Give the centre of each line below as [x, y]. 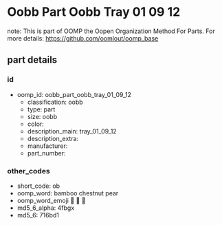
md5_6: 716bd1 [38, 215]
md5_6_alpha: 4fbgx [46, 208]
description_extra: [53, 138]
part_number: [46, 153]
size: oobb [42, 116]
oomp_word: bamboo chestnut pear [68, 193]
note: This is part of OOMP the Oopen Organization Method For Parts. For [111, 31]
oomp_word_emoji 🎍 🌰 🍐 [51, 200]
